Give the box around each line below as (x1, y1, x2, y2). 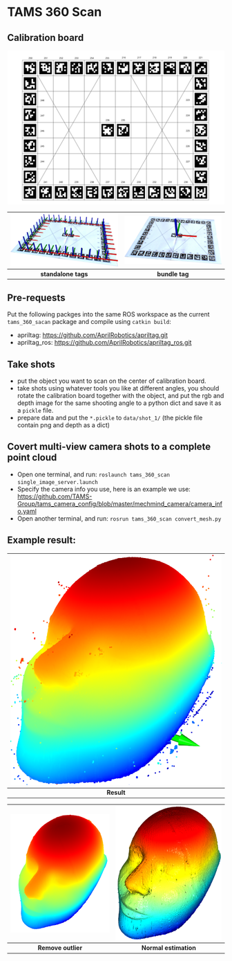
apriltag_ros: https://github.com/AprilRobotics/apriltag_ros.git (17, 339, 192, 347)
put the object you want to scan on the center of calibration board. (17, 377, 206, 385)
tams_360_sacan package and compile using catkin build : (7, 318, 171, 326)
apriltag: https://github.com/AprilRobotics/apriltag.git (17, 331, 168, 339)
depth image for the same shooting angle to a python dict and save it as (17, 399, 222, 407)
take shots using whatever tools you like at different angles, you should (17, 384, 220, 392)
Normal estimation (141, 944, 197, 952)
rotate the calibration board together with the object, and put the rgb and (17, 392, 224, 399)
